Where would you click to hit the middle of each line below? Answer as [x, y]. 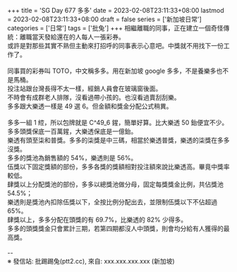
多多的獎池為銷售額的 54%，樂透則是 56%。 [72, 158]
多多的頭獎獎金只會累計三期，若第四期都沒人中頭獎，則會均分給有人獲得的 [115, 229]
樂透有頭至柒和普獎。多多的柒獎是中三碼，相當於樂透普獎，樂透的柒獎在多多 [119, 140]
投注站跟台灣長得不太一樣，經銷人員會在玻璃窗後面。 [85, 88]
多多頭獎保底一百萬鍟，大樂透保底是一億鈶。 [72, 131]
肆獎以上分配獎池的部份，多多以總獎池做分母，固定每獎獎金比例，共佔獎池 [115, 184]
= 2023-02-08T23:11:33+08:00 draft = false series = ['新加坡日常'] [105, 19]
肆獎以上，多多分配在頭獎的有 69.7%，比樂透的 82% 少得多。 [97, 220]
